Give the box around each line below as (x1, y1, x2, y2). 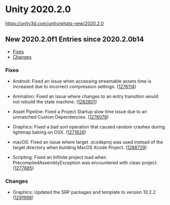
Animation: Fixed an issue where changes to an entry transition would (12, 93, 158, 99)
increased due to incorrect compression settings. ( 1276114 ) (12, 84, 137, 90)
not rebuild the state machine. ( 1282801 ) (12, 99, 97, 105)
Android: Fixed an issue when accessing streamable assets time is (12, 78, 152, 84)
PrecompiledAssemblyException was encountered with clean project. (12, 160, 158, 166)
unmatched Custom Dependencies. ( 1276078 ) (12, 114, 109, 120)
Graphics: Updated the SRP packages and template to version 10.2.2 (12, 189, 156, 195)
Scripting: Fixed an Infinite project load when (12, 154, 107, 160)
